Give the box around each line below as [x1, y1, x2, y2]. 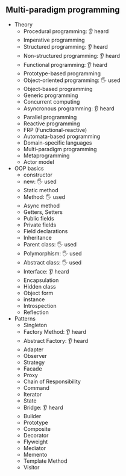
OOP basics [14, 164, 44, 172]
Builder [23, 412, 42, 419]
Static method [23, 186, 58, 193]
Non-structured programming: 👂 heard [23, 52, 120, 59]
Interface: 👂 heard [23, 268, 69, 275]
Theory [14, 20, 33, 28]
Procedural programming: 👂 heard [23, 27, 109, 35]
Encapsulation [23, 277, 59, 284]
